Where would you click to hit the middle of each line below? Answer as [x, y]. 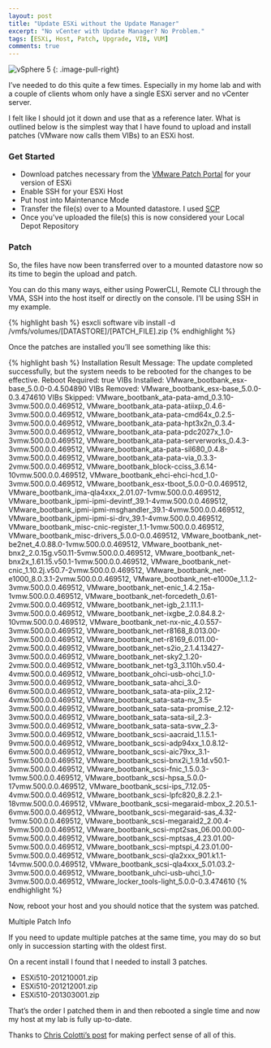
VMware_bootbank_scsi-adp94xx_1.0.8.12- [157, 743]
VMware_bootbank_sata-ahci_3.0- [144, 682]
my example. [30, 307]
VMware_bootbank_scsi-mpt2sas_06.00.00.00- [166, 829]
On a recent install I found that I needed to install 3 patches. [108, 962]
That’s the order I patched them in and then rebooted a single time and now [134, 1011]
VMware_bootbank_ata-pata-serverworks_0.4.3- [168, 440]
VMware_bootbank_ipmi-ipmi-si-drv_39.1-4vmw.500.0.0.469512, [116, 518]
